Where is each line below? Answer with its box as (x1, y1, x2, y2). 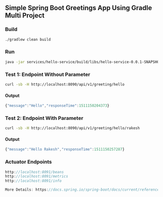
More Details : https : (5, 187, 49, 192)
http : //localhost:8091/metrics (5, 174, 68, 179)
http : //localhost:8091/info (5, 179, 62, 183)
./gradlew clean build (5, 37, 51, 42)
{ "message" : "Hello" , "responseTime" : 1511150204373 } (5, 103, 110, 108)
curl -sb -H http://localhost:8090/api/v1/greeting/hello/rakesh (5, 126, 140, 131)
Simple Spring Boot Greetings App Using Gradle (5, 4, 152, 12)
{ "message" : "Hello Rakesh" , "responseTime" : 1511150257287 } (5, 147, 125, 152)
